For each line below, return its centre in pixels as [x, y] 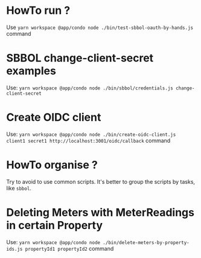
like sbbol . [19, 188]
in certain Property [55, 225]
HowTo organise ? [52, 165]
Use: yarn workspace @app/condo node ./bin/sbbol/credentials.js [90, 88]
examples [31, 71]
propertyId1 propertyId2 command [69, 248]
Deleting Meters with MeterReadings [101, 212]
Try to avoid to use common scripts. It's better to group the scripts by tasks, [101, 181]
